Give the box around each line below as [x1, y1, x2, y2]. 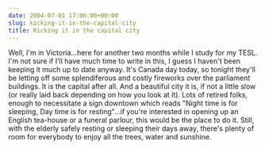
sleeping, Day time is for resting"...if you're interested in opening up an [8, 107, 239, 117]
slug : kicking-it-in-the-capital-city [8, 19, 136, 27]
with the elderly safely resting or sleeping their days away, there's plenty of [8, 124, 255, 133]
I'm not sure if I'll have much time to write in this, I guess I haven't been [8, 56, 240, 66]
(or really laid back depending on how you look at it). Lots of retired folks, [8, 90, 248, 100]
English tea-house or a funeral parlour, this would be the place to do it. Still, [8, 116, 255, 125]
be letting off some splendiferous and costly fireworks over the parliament [8, 73, 251, 83]
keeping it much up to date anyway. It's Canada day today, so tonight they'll [8, 65, 255, 74]
